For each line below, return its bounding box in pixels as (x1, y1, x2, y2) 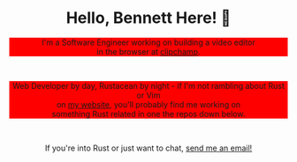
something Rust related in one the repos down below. (51, 108, 246, 119)
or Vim (136, 90, 161, 100)
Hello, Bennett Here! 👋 (65, 8, 232, 28)
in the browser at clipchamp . (96, 46, 201, 56)
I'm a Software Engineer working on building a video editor (41, 37, 256, 48)
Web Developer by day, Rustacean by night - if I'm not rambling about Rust (11, 80, 286, 91)
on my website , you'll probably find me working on (56, 99, 241, 109)
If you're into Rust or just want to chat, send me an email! (44, 143, 253, 153)
